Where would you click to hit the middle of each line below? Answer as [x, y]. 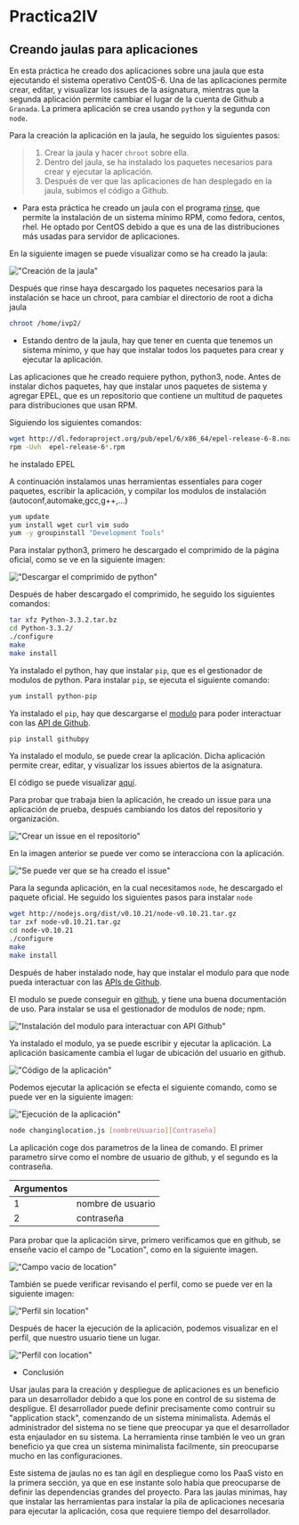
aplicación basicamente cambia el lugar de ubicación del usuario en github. [148, 1052]
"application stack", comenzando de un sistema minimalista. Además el [140, 1418]
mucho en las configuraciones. [66, 1455]
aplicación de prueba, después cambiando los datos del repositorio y [136, 810]
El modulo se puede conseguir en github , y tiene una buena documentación [148, 999]
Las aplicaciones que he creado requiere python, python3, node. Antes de [145, 376]
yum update [29, 516]
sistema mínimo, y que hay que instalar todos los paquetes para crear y [153, 350]
